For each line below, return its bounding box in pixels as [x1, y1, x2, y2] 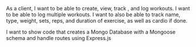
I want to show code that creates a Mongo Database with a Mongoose [6, 28, 176, 35]
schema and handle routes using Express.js [6, 35, 111, 41]
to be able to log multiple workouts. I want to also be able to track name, [6, 11, 181, 18]
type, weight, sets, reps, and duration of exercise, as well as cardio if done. [6, 17, 188, 24]
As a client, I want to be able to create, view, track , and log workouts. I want [6, 5, 190, 12]
